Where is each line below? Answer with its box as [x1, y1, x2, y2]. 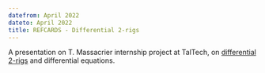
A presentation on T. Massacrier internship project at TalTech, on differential [8, 48, 257, 57]
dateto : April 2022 [8, 19, 73, 27]
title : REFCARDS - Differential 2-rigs [8, 26, 140, 34]
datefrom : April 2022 [8, 11, 80, 20]
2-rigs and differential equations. [8, 56, 115, 65]
